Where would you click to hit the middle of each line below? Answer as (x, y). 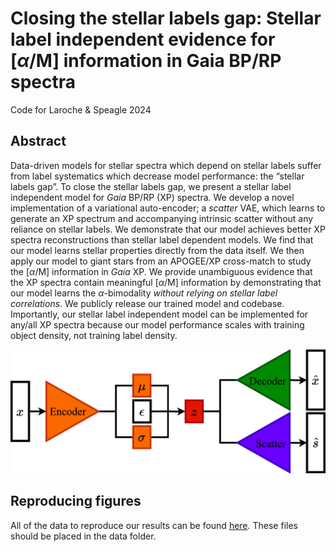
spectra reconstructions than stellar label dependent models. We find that (162, 239)
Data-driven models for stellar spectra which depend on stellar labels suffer (166, 165)
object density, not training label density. (94, 335)
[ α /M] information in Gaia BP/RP (146, 61)
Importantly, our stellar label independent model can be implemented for (159, 314)
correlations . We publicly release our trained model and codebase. (147, 303)
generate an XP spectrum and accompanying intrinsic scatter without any (162, 218)
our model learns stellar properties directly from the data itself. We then (157, 250)
